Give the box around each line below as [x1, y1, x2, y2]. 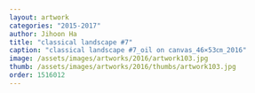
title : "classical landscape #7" [9, 37, 133, 47]
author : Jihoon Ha [9, 29, 77, 38]
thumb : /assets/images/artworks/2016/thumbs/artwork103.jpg [9, 63, 237, 72]
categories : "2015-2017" [9, 21, 101, 30]
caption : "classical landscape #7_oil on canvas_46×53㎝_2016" [9, 46, 247, 55]
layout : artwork [9, 12, 69, 22]
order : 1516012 [9, 71, 66, 80]
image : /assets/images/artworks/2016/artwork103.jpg [9, 54, 209, 63]
